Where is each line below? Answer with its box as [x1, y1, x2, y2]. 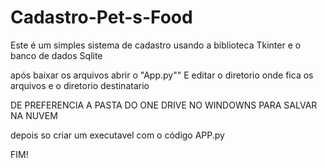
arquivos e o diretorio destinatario [10, 79, 150, 91]
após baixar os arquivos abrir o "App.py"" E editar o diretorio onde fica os [10, 69, 314, 81]
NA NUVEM [10, 109, 58, 121]
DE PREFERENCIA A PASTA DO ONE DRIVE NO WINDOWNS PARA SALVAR [10, 99, 318, 111]
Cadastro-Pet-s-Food [10, 6, 193, 29]
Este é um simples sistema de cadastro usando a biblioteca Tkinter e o [10, 39, 302, 51]
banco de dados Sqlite [10, 49, 103, 61]
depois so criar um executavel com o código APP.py [10, 129, 225, 141]
